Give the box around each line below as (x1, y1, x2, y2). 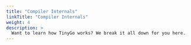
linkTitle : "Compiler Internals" (6, 14, 88, 20)
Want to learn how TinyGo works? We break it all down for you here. (11, 30, 186, 36)
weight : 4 (6, 19, 31, 25)
